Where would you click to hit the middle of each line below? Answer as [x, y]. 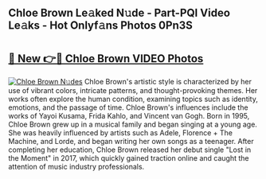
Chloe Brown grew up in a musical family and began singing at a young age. [133, 124]
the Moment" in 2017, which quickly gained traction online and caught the [129, 158]
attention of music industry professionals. [76, 167]
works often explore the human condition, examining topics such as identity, [133, 99]
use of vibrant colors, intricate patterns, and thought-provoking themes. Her [133, 90]
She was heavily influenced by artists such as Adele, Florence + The [121, 133]
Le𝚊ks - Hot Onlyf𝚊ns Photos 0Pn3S [101, 26]
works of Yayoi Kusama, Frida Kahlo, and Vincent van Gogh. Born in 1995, [129, 116]
